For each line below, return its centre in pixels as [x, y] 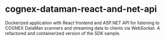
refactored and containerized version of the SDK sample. [63, 33]
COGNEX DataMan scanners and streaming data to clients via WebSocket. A [82, 28]
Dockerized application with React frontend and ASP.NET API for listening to [82, 23]
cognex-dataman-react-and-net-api [81, 9]
